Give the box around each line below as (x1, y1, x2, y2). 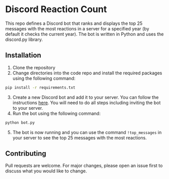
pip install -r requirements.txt (5, 85, 76, 90)
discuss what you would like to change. (5, 168, 87, 174)
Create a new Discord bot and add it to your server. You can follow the (12, 94, 159, 100)
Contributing (5, 149, 46, 158)
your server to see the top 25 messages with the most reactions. (12, 135, 147, 141)
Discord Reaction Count (5, 4, 107, 15)
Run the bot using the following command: (12, 110, 101, 116)
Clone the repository (12, 64, 55, 70)
